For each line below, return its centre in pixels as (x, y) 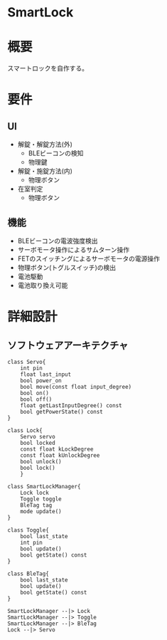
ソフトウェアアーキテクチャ (68, 345)
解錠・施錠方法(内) (45, 171)
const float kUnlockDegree (60, 455)
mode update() (41, 511)
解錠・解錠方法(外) (45, 145)
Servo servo (38, 436)
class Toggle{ (28, 530)
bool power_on (41, 381)
